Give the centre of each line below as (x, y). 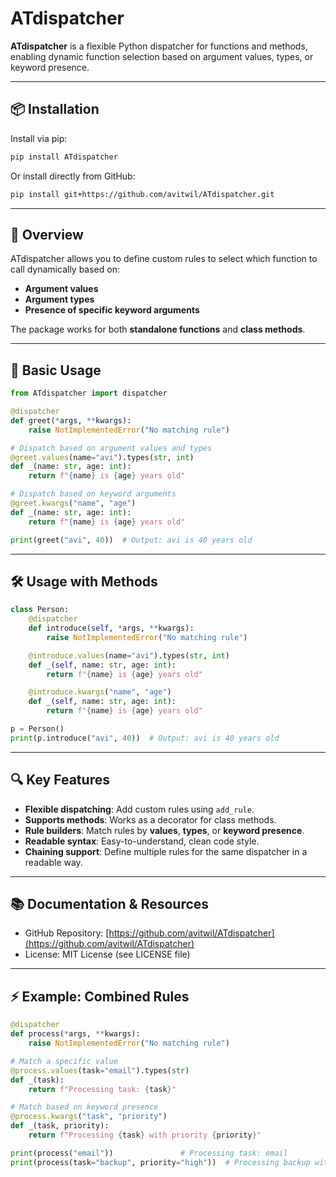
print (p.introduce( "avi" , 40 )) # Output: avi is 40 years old (145, 738)
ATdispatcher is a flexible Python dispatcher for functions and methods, (159, 46)
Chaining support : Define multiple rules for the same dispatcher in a (166, 851)
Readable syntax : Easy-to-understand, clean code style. (142, 841)
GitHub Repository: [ (67, 933)
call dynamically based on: (65, 269)
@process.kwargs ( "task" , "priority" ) (89, 1117)
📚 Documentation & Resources (110, 904)
